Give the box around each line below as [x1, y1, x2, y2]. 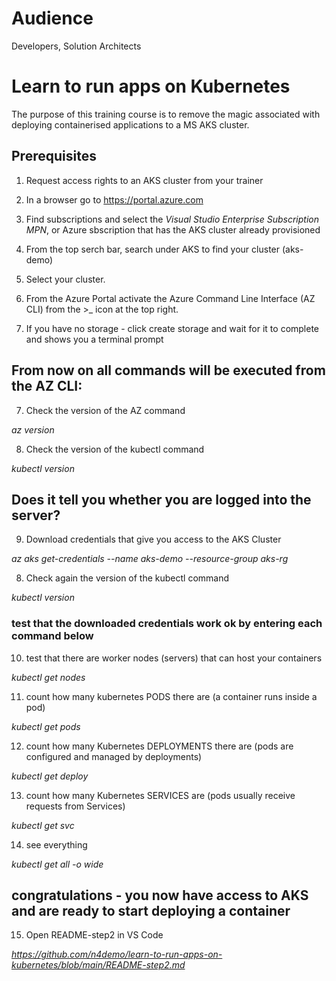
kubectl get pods [11, 720, 81, 732]
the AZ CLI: [11, 378, 83, 395]
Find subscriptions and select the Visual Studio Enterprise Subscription [25, 213, 319, 225]
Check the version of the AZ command [25, 404, 186, 416]
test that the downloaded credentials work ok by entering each [11, 617, 323, 631]
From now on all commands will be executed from [11, 362, 326, 379]
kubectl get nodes [11, 671, 86, 683]
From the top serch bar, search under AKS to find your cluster [25, 243, 281, 255]
